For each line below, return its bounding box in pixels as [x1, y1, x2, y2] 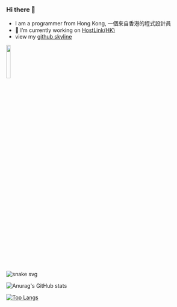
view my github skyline [14, 33, 72, 40]
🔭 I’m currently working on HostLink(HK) [14, 27, 116, 34]
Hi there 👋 [6, 5, 36, 14]
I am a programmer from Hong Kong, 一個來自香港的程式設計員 [14, 20, 172, 27]
